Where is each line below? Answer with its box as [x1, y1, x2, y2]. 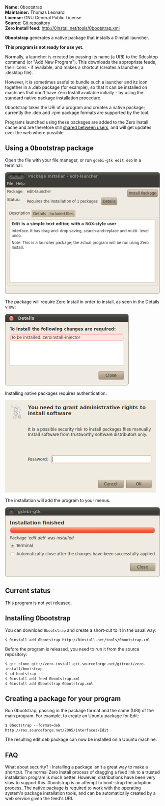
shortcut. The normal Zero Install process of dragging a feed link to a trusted [5, 769, 160, 775]
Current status [5, 587, 51, 595]
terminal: [5, 162, 23, 168]
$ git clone [5, 661, 29, 666]
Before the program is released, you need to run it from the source [5, 646, 139, 652]
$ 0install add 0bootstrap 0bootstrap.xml [5, 681, 93, 686]
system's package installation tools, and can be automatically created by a [5, 790, 156, 796]
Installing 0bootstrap [5, 614, 71, 622]
